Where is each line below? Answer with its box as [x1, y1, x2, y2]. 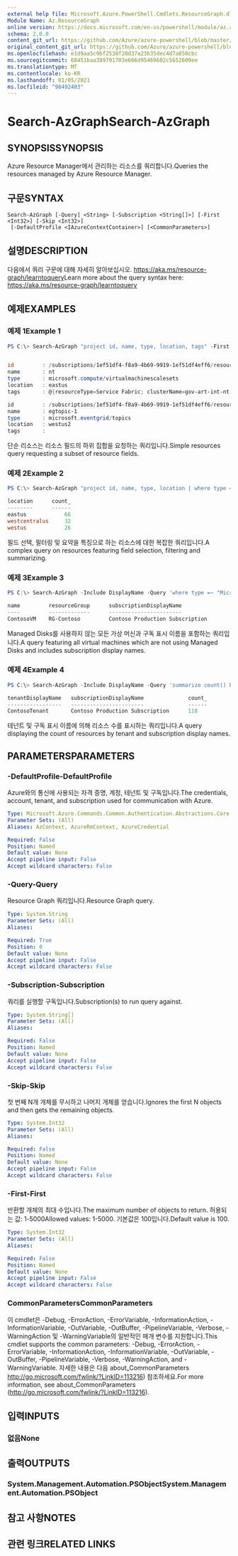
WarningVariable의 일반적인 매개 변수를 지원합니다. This [62, 1331, 218, 1341]
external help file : [7, 10, 69, 18]
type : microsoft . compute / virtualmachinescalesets [7, 375, 179, 383]
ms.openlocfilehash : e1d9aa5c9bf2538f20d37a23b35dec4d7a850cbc [7, 50, 198, 58]
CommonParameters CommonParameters [7, 1299, 154, 1309]
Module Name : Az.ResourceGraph [7, 17, 100, 24]
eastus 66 [7, 511, 72, 518]
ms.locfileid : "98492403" [7, 83, 84, 90]
